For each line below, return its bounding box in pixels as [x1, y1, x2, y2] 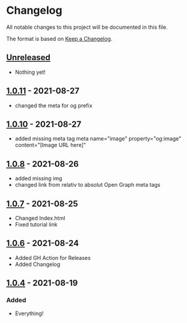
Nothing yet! [14, 68, 46, 76]
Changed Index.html [14, 214, 66, 222]
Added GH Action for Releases [14, 254, 91, 261]
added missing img [14, 175, 63, 182]
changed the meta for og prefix [14, 101, 93, 109]
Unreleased [6, 52, 51, 63]
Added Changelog [14, 261, 61, 268]
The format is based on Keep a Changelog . [6, 35, 112, 42]
